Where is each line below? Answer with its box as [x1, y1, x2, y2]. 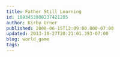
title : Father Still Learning [6, 8, 82, 15]
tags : [6, 42, 20, 48]
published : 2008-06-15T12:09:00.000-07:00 [6, 25, 114, 31]
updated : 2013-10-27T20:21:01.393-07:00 [6, 31, 109, 37]
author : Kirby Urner [6, 20, 58, 26]
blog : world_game [6, 36, 50, 42]
